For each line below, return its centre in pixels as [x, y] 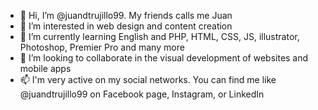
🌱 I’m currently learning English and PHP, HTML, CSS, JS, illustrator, [159, 36]
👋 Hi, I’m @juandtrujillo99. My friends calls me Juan [126, 15]
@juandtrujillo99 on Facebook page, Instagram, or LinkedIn [142, 94]
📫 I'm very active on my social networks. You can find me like [148, 79]
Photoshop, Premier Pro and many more [102, 47]
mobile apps [45, 68]
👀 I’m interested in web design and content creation [126, 26]
